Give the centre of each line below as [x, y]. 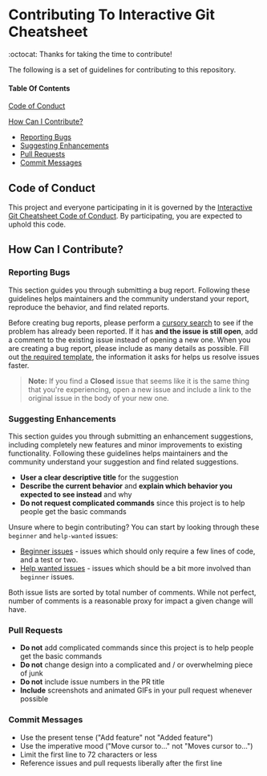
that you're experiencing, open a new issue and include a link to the [140, 389]
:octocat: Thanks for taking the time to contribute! [90, 54]
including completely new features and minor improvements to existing [125, 444]
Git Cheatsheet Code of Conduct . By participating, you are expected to [125, 215]
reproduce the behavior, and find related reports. [89, 307]
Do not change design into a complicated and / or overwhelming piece [136, 665]
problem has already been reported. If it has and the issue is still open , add [133, 331]
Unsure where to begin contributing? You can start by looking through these [134, 527]
